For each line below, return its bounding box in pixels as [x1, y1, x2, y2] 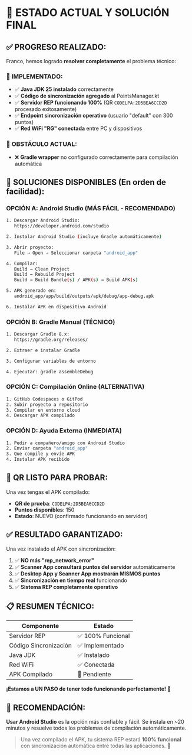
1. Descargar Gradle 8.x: [6, 331, 69, 337]
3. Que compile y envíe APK [6, 451, 75, 457]
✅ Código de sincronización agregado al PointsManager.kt [14, 92, 160, 100]
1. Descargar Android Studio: [6, 217, 81, 224]
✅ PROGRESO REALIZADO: [6, 42, 107, 52]
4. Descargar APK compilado [6, 412, 75, 419]
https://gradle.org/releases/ [14, 337, 88, 343]
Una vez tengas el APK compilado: [6, 488, 90, 496]
